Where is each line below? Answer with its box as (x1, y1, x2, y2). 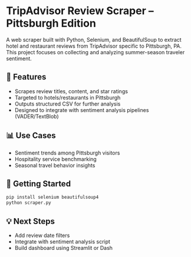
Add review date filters (14, 232, 70, 239)
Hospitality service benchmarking (14, 155, 97, 163)
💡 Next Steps (6, 216, 55, 226)
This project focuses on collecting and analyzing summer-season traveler (6, 48, 185, 55)
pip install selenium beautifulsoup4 (6, 195, 99, 200)
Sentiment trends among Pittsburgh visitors (14, 149, 120, 156)
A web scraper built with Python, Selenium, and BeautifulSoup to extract (6, 36, 182, 43)
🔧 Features (6, 72, 47, 82)
